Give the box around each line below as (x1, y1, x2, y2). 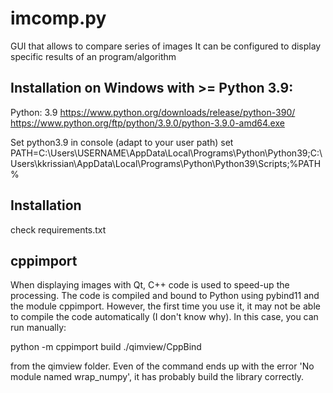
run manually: (10, 322, 67, 334)
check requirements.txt (10, 223, 107, 236)
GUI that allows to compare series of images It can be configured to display (10, 40, 322, 52)
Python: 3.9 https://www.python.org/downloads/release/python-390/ (10, 106, 296, 118)
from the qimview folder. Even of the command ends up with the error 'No (10, 360, 315, 372)
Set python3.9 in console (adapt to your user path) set (10, 136, 234, 148)
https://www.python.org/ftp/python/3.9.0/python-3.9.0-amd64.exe (10, 117, 285, 129)
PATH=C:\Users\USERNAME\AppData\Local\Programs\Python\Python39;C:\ (10, 147, 323, 159)
